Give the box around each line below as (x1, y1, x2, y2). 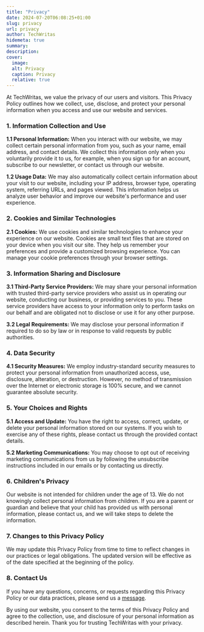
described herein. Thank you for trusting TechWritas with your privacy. (6, 619, 183, 626)
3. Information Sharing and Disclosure (6, 269, 121, 278)
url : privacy (6, 26, 39, 32)
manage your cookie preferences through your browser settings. (6, 254, 168, 261)
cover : (6, 54, 23, 60)
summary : (6, 43, 29, 49)
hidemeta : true (6, 37, 45, 43)
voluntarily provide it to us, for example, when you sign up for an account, (6, 155, 191, 162)
